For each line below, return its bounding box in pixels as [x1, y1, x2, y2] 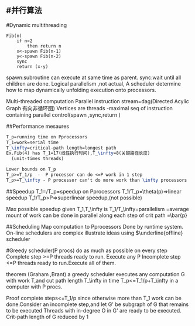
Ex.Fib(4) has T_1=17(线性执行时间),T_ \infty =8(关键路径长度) [6, 150, 150, 157]
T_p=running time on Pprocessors [6, 134, 88, 140]
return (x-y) [16, 63, 49, 69]
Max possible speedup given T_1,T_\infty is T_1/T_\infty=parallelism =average [6, 205, 189, 212]
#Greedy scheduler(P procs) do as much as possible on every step [6, 247, 168, 254]
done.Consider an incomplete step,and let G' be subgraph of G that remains [6, 301, 189, 308]
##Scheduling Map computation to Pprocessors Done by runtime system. [6, 223, 183, 230]
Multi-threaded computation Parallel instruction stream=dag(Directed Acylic [6, 97, 189, 104]
